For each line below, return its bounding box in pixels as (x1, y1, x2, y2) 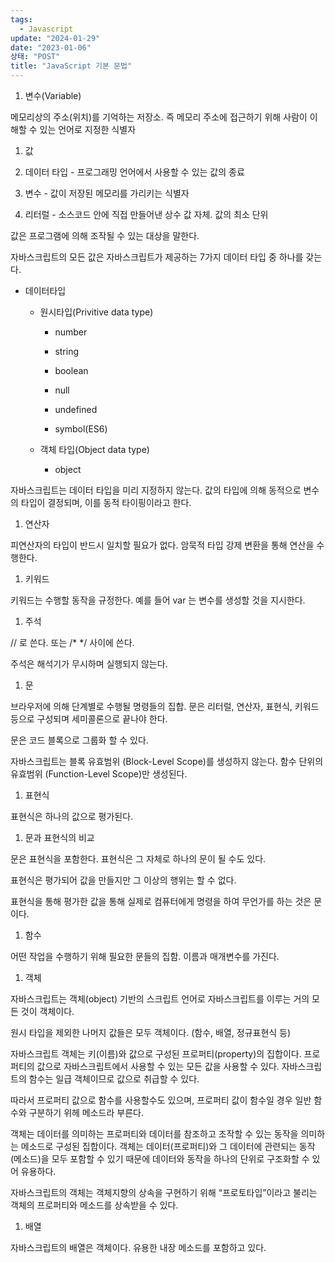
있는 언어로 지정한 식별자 (39, 124, 137, 135)
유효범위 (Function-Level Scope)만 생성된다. (10, 768, 188, 780)
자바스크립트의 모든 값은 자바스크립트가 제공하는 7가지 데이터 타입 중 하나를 (10, 251, 304, 263)
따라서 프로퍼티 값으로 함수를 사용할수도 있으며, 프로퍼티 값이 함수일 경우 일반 (10, 1094, 312, 1106)
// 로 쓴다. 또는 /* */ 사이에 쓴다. (10, 637, 135, 648)
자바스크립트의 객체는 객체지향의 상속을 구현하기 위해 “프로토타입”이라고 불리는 (10, 1187, 318, 1198)
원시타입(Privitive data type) (39, 306, 154, 318)
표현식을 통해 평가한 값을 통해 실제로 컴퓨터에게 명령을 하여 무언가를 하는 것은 (10, 896, 312, 907)
